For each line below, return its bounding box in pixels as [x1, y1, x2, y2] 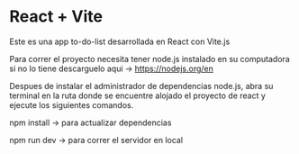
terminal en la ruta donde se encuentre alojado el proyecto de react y [9, 90, 266, 101]
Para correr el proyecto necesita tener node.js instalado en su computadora [9, 53, 290, 64]
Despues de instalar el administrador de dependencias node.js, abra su [9, 80, 274, 91]
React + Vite [9, 6, 104, 27]
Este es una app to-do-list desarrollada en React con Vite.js [9, 36, 231, 47]
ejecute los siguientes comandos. [9, 99, 134, 110]
